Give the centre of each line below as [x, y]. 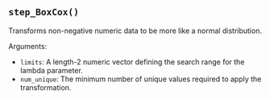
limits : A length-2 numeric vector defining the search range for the [132, 62]
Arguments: [28, 46]
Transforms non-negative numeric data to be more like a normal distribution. [135, 31]
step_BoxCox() [44, 12]
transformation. [46, 87]
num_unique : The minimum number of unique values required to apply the [141, 79]
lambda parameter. [51, 70]
